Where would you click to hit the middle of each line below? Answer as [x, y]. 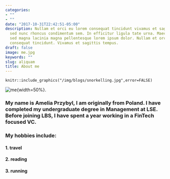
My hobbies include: [31, 135]
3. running [16, 171]
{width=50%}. [32, 90]
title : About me [22, 66]
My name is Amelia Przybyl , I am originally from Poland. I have [83, 103]
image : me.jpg [20, 52]
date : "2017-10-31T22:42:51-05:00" [43, 24]
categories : [18, 10]
